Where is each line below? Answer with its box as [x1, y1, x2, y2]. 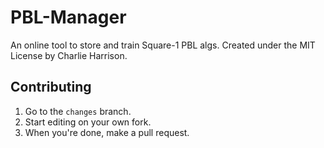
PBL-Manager [10, 6, 127, 29]
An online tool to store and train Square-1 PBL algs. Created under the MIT [10, 39, 316, 51]
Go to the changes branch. [24, 105, 132, 117]
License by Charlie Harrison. [10, 49, 128, 61]
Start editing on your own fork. [24, 116, 152, 128]
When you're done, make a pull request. [24, 126, 190, 138]
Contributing [10, 79, 92, 96]
